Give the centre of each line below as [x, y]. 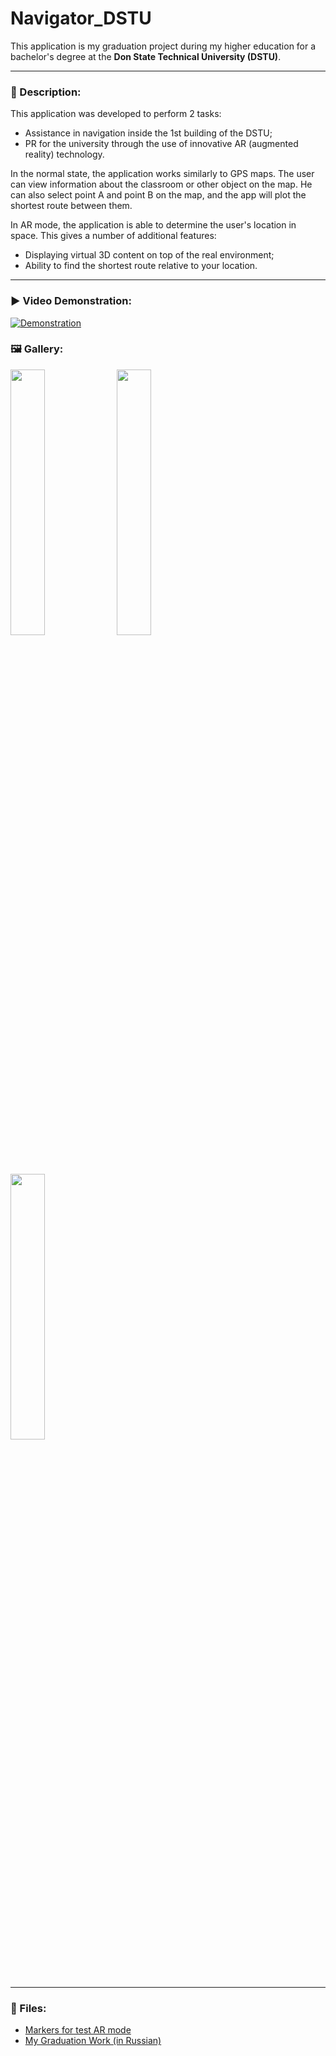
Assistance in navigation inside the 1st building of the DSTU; [148, 133]
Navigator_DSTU [81, 18]
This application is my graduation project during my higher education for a [163, 46]
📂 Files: [28, 2008]
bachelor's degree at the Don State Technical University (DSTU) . [146, 56]
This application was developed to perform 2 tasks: [116, 114]
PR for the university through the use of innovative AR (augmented [161, 144]
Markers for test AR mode [78, 2030]
